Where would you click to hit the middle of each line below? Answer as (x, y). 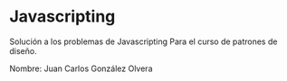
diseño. (24, 50)
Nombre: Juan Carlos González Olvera (81, 68)
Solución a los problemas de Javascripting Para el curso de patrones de (143, 41)
